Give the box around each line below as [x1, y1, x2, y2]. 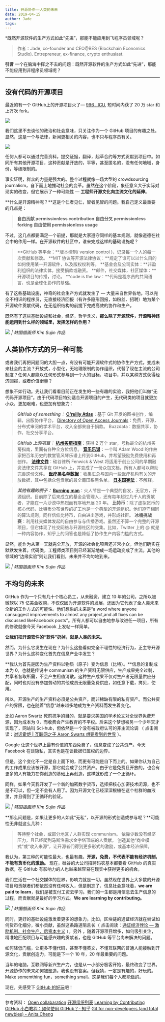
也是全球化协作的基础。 [26, 280, 74, 286]
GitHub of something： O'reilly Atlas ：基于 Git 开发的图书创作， [17, 411, 149, 417]
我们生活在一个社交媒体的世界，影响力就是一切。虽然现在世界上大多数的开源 [5, 876, 160, 882]
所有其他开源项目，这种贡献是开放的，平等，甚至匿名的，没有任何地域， [9, 160, 156, 165]
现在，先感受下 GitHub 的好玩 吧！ [5, 984, 74, 990]
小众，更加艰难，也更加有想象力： [5, 400, 74, 406]
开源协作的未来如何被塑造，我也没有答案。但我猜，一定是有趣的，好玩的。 [5, 967, 156, 973]
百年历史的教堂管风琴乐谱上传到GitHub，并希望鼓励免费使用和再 [26, 452, 156, 458]
